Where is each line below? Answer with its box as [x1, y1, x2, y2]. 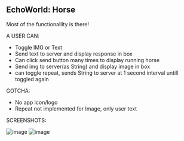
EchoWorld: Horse [6, 5, 76, 15]
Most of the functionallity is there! [6, 20, 90, 27]
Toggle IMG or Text [14, 44, 63, 51]
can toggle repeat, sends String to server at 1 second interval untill [14, 69, 179, 76]
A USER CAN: [6, 32, 40, 39]
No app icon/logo [14, 99, 58, 106]
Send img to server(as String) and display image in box [14, 63, 151, 70]
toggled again [14, 75, 49, 82]
